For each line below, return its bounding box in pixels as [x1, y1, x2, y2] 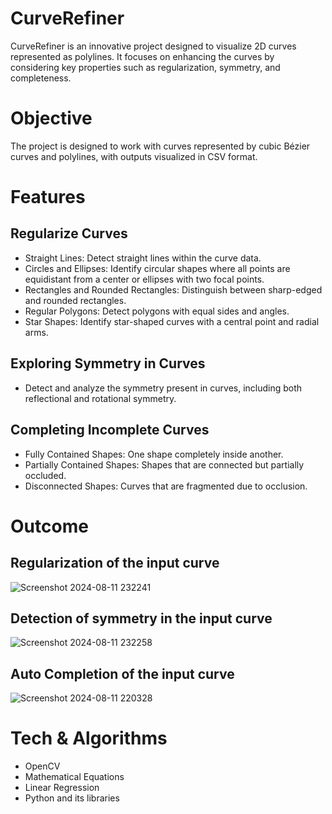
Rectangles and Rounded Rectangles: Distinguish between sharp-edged [24, 283, 323, 296]
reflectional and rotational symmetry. [24, 392, 177, 404]
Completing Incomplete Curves [10, 422, 210, 439]
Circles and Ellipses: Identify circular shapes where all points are [24, 262, 291, 274]
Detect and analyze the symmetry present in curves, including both [24, 382, 303, 394]
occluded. [24, 469, 67, 481]
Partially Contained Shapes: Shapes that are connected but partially [24, 458, 305, 471]
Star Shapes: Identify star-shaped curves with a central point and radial [24, 315, 320, 327]
